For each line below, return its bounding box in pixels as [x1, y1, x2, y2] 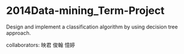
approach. [6, 29, 31, 36]
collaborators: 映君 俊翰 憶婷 [6, 41, 75, 48]
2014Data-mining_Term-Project [6, 4, 165, 17]
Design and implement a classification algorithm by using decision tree [6, 23, 178, 30]
